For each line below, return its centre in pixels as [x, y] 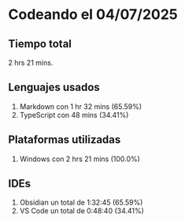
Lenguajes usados [54, 87]
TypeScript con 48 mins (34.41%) [74, 115]
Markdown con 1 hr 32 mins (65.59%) [81, 106]
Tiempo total [40, 44]
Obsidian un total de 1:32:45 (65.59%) [81, 202]
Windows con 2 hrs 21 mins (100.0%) [80, 159]
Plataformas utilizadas [65, 140]
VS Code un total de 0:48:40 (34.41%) [81, 211]
